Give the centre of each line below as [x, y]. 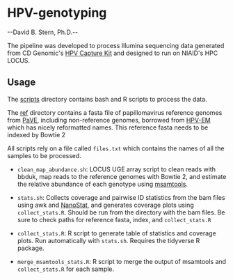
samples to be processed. [45, 155]
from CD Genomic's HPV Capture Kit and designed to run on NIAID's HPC [113, 53]
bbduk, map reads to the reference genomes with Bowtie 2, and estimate [122, 176]
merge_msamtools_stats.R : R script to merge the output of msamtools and [122, 261]
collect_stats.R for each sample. [66, 269]
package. [31, 248]
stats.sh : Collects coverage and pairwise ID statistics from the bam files [121, 197]
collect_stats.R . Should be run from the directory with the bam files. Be [121, 212]
